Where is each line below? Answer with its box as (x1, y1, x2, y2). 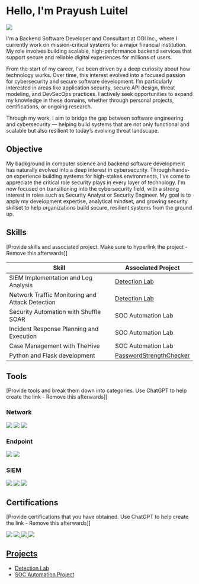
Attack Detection (9, 298, 56, 306)
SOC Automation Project (14, 570, 75, 578)
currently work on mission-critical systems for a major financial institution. (6, 41, 187, 48)
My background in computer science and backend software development (6, 160, 185, 167)
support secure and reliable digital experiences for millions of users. (6, 53, 172, 60)
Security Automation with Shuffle (9, 307, 101, 316)
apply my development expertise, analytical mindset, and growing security (6, 197, 188, 205)
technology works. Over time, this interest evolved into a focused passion (6, 71, 185, 78)
